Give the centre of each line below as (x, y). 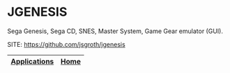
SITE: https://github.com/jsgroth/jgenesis (66, 44)
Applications (32, 61)
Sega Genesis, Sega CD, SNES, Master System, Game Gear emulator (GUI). (115, 31)
